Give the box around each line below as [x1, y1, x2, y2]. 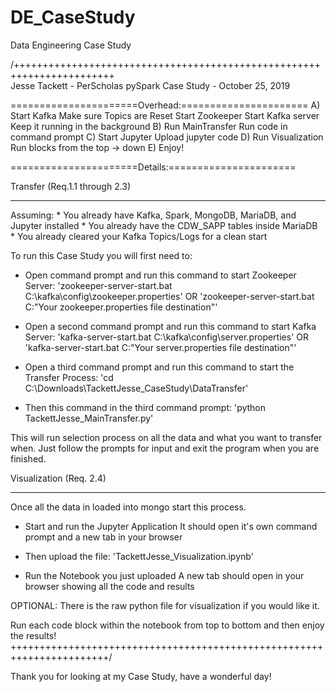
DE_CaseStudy [10, 6, 136, 29]
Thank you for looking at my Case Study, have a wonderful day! [10, 670, 272, 682]
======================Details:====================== [10, 161, 297, 173]
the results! [10, 629, 57, 641]
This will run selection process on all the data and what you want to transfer [10, 431, 323, 443]
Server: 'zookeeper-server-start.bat [24, 279, 173, 291]
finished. [10, 452, 47, 465]
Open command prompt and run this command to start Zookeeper [24, 269, 297, 281]
